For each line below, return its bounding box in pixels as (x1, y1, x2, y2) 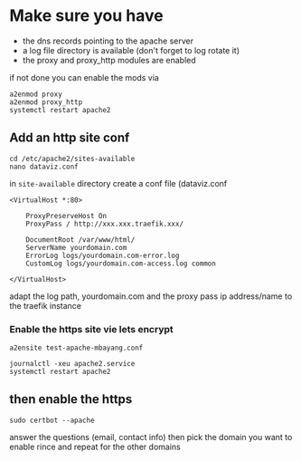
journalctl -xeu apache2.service (9, 360, 136, 369)
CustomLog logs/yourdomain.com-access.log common (25, 259, 217, 268)
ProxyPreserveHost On (25, 211, 107, 220)
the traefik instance (9, 300, 82, 311)
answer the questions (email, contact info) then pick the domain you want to (9, 431, 293, 442)
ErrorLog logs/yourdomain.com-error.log (25, 251, 180, 260)
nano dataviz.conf (9, 162, 79, 171)
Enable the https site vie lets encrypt (9, 322, 174, 335)
